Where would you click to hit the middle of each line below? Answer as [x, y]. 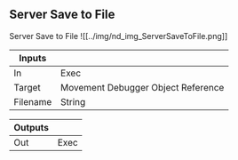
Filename [33, 101]
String [73, 101]
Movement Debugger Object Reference [143, 87]
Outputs [31, 127]
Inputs [33, 58]
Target [28, 87]
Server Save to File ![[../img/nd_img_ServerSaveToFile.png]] [119, 36]
